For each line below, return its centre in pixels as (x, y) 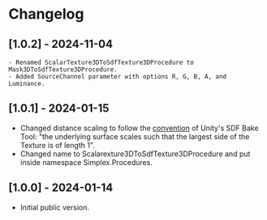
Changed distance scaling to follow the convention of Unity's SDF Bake (139, 128)
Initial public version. (55, 207)
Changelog (46, 14)
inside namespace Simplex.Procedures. (86, 162)
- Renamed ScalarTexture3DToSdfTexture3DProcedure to (101, 62)
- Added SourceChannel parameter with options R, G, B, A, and (118, 77)
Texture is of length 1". (58, 145)
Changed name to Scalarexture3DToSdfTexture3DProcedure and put (135, 154)
